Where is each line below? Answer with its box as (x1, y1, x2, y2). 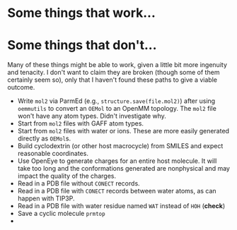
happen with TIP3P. (17, 194, 75, 202)
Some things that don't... (7, 37, 157, 54)
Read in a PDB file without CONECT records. (17, 179, 140, 188)
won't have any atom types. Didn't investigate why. (17, 111, 166, 121)
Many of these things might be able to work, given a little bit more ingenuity (7, 61, 228, 69)
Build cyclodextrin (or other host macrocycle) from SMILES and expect (17, 142, 224, 150)
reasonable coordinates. (17, 150, 88, 158)
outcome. (7, 83, 35, 92)
